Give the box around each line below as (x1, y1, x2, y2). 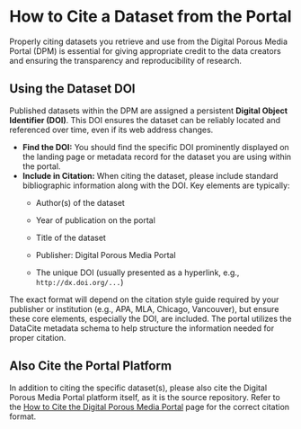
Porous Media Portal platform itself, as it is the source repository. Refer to (9, 391, 280, 402)
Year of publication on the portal (35, 214, 155, 226)
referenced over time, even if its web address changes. (9, 124, 214, 135)
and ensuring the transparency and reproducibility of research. (9, 55, 243, 66)
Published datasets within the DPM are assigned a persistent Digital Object (9, 105, 288, 116)
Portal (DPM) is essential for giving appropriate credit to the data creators (9, 45, 281, 56)
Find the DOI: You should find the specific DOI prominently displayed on (22, 141, 289, 152)
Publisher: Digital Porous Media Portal (35, 249, 177, 260)
